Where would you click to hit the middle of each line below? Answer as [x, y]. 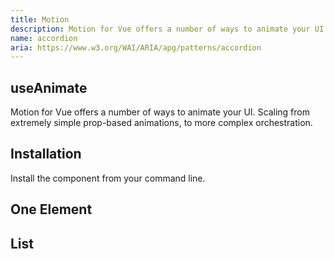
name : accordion [44, 38]
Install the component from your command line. [108, 178]
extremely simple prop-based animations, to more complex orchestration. [161, 123]
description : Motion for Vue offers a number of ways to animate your [160, 29]
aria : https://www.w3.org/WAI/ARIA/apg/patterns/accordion [136, 47]
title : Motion [40, 19]
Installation [46, 154]
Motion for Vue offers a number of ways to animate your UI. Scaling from [160, 112]
